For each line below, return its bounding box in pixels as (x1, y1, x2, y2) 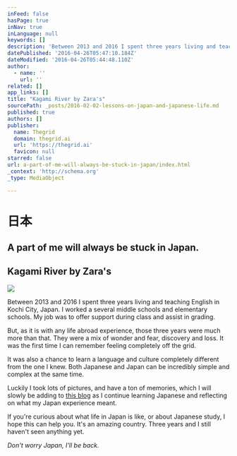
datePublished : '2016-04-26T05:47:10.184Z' (7, 50, 138, 57)
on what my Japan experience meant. (7, 398, 118, 407)
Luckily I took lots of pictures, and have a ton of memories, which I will (7, 383, 212, 392)
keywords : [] (7, 37, 46, 44)
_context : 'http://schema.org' (7, 167, 99, 175)
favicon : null (13, 148, 55, 155)
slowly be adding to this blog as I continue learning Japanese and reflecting (7, 391, 228, 400)
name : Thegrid (13, 128, 55, 136)
